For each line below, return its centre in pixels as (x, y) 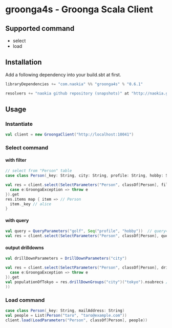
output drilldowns (25, 247)
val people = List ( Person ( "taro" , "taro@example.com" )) (66, 315)
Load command (25, 300)
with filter (16, 160)
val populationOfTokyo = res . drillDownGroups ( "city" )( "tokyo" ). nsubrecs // (88, 282)
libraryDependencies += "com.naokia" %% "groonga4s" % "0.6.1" (74, 84)
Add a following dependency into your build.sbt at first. (63, 74)
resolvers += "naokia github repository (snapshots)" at (67, 93)
